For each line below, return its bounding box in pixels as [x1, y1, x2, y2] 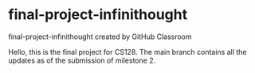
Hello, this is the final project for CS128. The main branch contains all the [8, 47, 247, 56]
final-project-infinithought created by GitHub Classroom [8, 32, 193, 41]
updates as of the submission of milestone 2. [8, 56, 156, 65]
